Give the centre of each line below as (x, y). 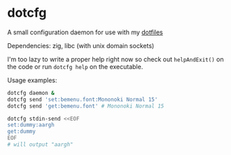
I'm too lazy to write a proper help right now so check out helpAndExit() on (115, 59)
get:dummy (22, 132)
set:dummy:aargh (31, 125)
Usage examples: (32, 80)
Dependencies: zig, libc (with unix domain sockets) (81, 45)
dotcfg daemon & (31, 93)
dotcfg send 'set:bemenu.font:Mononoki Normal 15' (83, 99)
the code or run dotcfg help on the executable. (75, 66)
